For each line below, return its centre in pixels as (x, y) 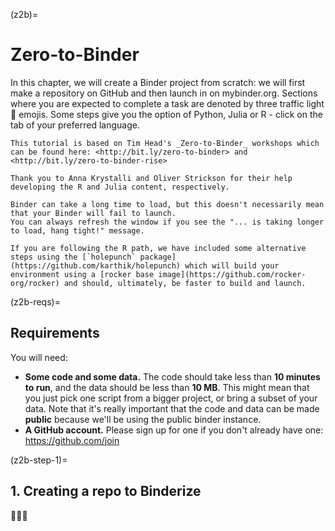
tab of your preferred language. (75, 125)
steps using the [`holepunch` (73, 257)
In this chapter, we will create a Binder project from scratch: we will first (158, 82)
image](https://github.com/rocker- (232, 274)
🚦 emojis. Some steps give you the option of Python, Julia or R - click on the (166, 114)
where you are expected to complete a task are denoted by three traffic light (167, 103)
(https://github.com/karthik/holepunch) (96, 265)
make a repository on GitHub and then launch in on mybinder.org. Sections (164, 93)
